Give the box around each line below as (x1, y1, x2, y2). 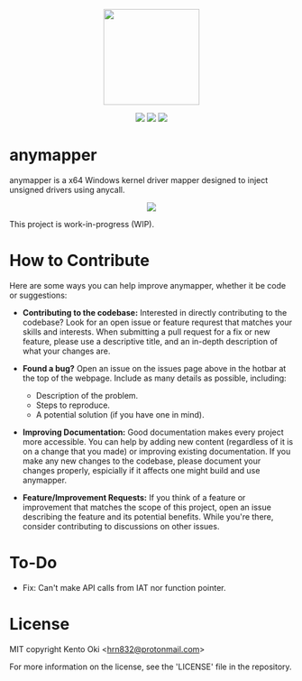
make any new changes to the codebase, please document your (22, 456, 261, 466)
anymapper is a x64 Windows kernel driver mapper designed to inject (9, 174, 269, 185)
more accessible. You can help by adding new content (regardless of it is (22, 436, 294, 446)
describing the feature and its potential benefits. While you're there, (22, 511, 274, 522)
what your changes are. (22, 345, 111, 356)
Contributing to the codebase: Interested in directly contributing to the (22, 307, 288, 317)
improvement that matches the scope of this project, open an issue (22, 502, 272, 512)
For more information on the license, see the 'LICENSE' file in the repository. (9, 661, 292, 672)
